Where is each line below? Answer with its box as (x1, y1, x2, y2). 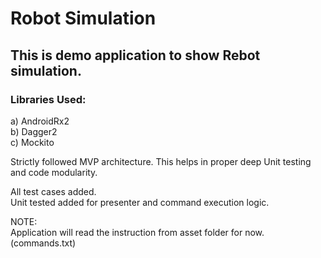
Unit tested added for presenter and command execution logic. (10, 196, 270, 208)
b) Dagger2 (10, 125, 58, 137)
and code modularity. (10, 166, 98, 178)
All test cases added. (10, 185, 97, 197)
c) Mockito (10, 136, 55, 148)
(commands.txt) (10, 237, 77, 249)
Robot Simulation (10, 7, 157, 30)
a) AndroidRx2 (10, 115, 70, 127)
